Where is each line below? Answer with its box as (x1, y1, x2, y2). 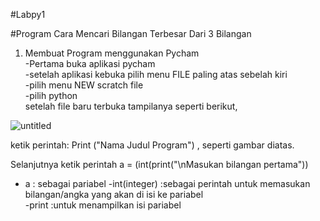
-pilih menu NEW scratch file (24, 79, 144, 91)
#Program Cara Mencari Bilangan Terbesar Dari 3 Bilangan (10, 28, 252, 39)
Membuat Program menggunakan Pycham (24, 47, 200, 59)
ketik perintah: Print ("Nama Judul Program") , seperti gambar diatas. (10, 139, 295, 151)
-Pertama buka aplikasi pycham (24, 58, 156, 69)
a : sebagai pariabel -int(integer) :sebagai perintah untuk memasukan (24, 178, 311, 189)
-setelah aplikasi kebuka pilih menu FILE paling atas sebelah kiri (24, 69, 288, 80)
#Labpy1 (10, 9, 46, 20)
